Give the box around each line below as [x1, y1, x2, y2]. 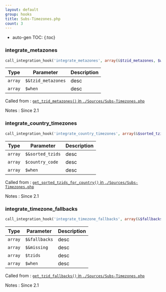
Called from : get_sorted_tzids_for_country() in [5, 179, 104, 185]
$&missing [25, 245, 48, 250]
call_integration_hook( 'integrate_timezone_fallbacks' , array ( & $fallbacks [5, 217, 163, 221]
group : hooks [5, 12, 32, 17]
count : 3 [5, 21, 23, 26]
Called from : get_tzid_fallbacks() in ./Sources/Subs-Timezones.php [5, 272, 145, 279]
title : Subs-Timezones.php [5, 16, 61, 21]
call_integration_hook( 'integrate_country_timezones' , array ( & [5, 131, 138, 136]
